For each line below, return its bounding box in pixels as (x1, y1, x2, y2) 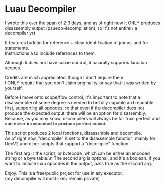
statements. (5, 45, 30, 51)
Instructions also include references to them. (5, 50, 96, 56)
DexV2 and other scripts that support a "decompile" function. (5, 140, 130, 146)
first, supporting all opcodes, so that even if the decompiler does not (5, 105, 144, 111)
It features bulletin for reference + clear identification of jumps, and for (5, 39, 149, 45)
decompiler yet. (5, 30, 37, 36)
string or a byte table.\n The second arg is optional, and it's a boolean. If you (5, 155, 161, 161)
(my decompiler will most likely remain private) (5, 175, 100, 181)
